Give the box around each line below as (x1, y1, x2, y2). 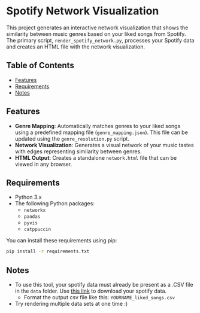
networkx (23, 208, 46, 214)
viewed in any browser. (14, 160, 72, 168)
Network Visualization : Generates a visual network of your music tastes (14, 141, 194, 148)
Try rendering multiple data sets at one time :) (14, 300, 128, 308)
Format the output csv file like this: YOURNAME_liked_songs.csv (23, 294, 175, 301)
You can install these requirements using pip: (6, 237, 117, 244)
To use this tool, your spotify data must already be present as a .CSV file (14, 281, 193, 288)
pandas (23, 214, 41, 220)
